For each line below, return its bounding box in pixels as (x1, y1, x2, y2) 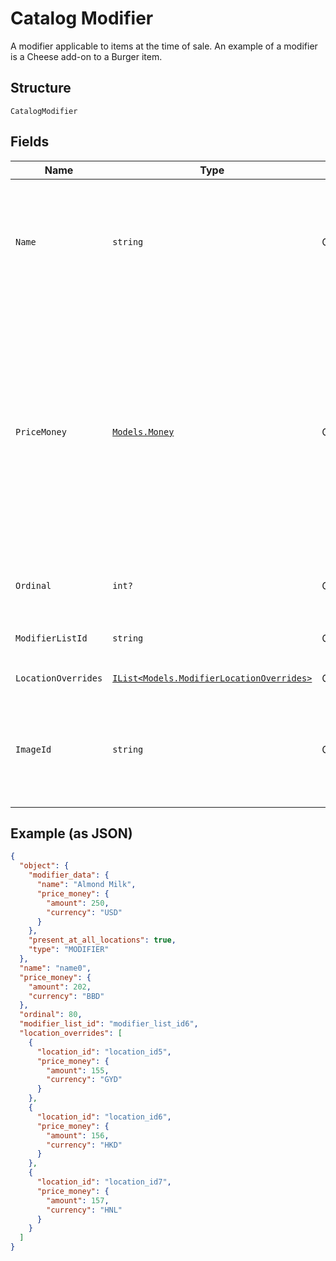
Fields (10, 133, 50, 151)
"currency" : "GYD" (46, 1075, 123, 1085)
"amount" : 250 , (46, 898, 110, 908)
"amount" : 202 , (28, 982, 92, 992)
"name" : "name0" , (19, 963, 92, 973)
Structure (10, 80, 72, 97)
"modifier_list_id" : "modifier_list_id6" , (19, 1019, 199, 1029)
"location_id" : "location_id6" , (36, 1112, 172, 1122)
